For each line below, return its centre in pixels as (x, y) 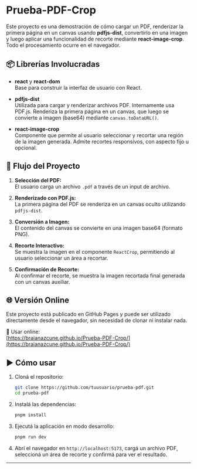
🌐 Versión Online (38, 300)
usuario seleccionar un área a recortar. (61, 258)
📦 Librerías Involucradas (53, 64)
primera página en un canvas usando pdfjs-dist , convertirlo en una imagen (97, 32)
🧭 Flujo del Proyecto (43, 166)
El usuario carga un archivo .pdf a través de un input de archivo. (92, 186)
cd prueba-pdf (32, 393)
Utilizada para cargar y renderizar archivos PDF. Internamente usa (94, 105)
